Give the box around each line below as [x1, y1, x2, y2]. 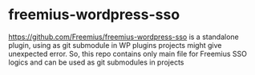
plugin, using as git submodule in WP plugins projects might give [8, 40, 222, 49]
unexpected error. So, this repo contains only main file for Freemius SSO [8, 49, 247, 58]
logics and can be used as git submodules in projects [8, 57, 184, 67]
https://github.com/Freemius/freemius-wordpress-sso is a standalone [8, 32, 239, 41]
